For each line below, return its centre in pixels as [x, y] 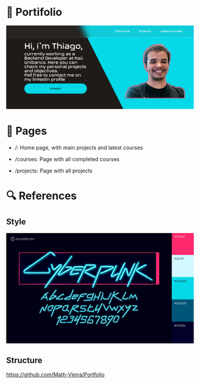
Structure [24, 360]
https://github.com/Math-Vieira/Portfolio [56, 374]
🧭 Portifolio [34, 12]
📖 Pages [27, 131]
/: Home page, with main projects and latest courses [79, 147]
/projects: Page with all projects [54, 171]
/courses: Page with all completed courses [67, 159]
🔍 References [42, 196]
